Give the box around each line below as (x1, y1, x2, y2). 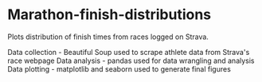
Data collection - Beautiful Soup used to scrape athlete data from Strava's (7, 47, 250, 57)
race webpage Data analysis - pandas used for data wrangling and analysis (7, 56, 255, 65)
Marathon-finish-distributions (7, 6, 212, 24)
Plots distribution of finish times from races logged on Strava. (7, 32, 209, 41)
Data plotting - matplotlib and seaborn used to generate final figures (7, 64, 232, 73)
